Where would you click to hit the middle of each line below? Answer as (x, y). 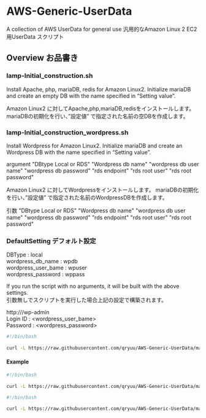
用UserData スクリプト (35, 37)
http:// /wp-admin (28, 312)
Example (18, 362)
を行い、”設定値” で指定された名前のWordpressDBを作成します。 (87, 197)
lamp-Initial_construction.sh (50, 76)
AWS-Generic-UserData (69, 11)
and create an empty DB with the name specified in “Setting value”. (91, 96)
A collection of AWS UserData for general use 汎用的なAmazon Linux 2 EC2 (102, 29)
